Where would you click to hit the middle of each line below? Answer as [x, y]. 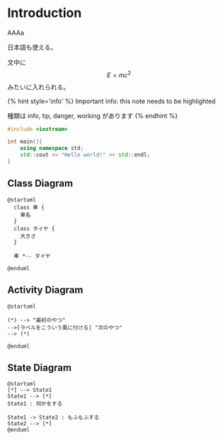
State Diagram [40, 367]
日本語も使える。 [32, 47]
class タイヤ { [34, 228]
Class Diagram [40, 184]
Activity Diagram [45, 290]
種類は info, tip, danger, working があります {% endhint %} [93, 115]
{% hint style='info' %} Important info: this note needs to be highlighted [111, 101]
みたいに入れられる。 [38, 87]
